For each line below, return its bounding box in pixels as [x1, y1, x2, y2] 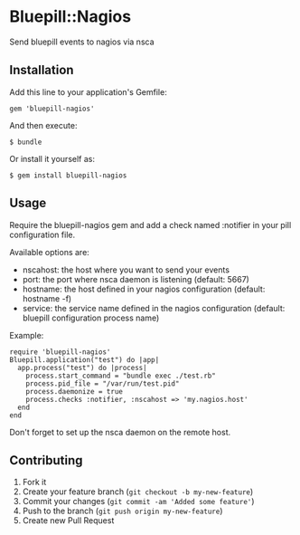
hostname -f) [22, 292, 72, 304]
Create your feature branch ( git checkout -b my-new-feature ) [22, 486, 254, 497]
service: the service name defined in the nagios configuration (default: [22, 302, 286, 313]
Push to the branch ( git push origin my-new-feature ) [22, 505, 223, 517]
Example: [9, 330, 44, 340]
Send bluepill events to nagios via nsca [9, 36, 155, 47]
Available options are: [9, 246, 90, 257]
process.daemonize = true [25, 387, 124, 396]
